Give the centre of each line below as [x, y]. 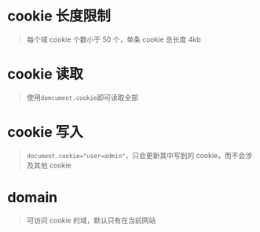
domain [33, 197]
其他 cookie [52, 165]
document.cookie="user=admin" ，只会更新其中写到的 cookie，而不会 [136, 155]
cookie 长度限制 [59, 16]
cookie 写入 [45, 133]
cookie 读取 [45, 74]
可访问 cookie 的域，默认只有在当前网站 [91, 220]
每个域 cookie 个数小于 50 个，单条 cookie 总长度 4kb [114, 39]
